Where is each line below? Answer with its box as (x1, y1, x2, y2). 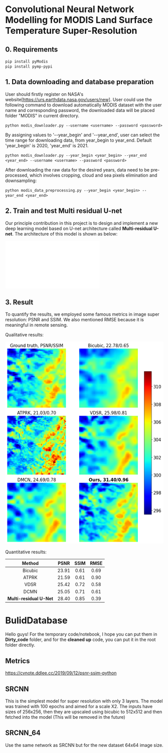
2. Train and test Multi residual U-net (5, 207, 122, 215)
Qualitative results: (5, 332, 44, 338)
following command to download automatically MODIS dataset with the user (5, 102, 162, 108)
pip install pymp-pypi (5, 64, 53, 69)
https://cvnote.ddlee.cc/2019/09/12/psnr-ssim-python (5, 670, 117, 676)
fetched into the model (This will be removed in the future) (5, 714, 125, 720)
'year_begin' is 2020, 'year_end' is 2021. (5, 142, 89, 148)
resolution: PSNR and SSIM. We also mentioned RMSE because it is (5, 317, 144, 323)
